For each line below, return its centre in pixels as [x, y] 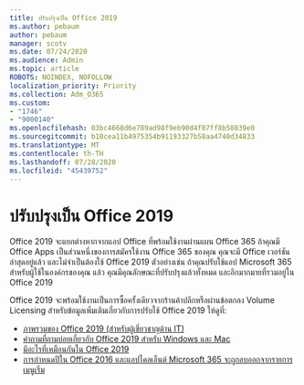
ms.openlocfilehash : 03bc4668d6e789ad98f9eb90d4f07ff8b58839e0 [132, 129]
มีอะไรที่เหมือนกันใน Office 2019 [76, 349]
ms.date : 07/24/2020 [49, 52]
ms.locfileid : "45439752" [58, 171]
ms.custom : [30, 103]
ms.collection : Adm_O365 [57, 94]
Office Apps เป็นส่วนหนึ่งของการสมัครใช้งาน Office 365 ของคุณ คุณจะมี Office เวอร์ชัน [150, 252]
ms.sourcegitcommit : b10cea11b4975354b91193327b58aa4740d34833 [132, 137]
